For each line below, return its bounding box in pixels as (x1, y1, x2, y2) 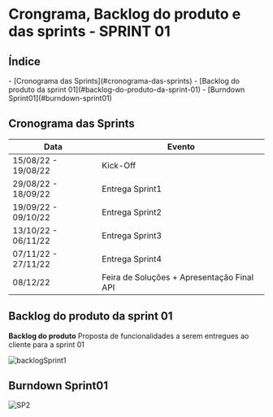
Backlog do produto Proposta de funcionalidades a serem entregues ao (8, 331, 249, 341)
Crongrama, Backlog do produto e (8, 5, 241, 24)
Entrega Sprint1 (101, 183, 162, 194)
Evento (167, 141, 195, 152)
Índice (8, 54, 41, 68)
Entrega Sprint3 (101, 229, 162, 241)
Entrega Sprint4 (101, 253, 162, 264)
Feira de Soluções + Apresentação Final (101, 271, 254, 283)
